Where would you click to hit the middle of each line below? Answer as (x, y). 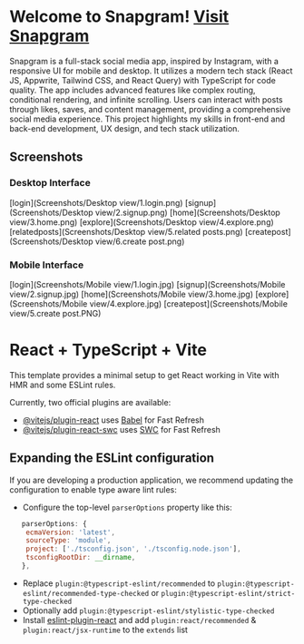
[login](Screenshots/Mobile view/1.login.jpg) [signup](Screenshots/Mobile (147, 284)
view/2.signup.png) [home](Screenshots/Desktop (188, 212)
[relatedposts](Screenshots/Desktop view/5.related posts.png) (126, 231)
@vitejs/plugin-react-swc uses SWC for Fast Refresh (121, 429)
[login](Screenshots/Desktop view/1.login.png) (96, 202)
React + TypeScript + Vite (108, 350)
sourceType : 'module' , (69, 541)
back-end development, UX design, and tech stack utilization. (125, 128)
